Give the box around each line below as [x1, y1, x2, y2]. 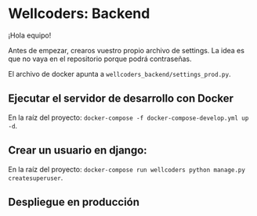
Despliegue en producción [8, 195, 139, 208]
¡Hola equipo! [8, 31, 52, 40]
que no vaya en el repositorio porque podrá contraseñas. [8, 54, 192, 63]
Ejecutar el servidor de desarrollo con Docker [8, 92, 233, 106]
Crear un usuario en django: [8, 144, 147, 157]
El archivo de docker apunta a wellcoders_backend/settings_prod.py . [8, 69, 231, 78]
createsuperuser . [8, 173, 63, 182]
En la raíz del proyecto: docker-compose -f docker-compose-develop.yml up [8, 113, 249, 122]
